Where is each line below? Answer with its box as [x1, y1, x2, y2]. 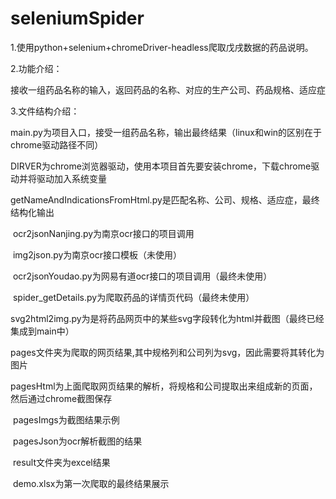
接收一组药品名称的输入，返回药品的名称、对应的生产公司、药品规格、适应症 [10, 83, 326, 96]
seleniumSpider [10, 7, 145, 30]
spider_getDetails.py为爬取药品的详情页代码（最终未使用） [12, 291, 255, 303]
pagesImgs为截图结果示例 [12, 413, 120, 426]
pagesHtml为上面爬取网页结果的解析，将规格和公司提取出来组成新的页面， [10, 380, 318, 392]
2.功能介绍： [10, 62, 63, 74]
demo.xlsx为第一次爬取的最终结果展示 [12, 477, 170, 489]
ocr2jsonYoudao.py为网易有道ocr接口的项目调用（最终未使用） [12, 270, 273, 282]
